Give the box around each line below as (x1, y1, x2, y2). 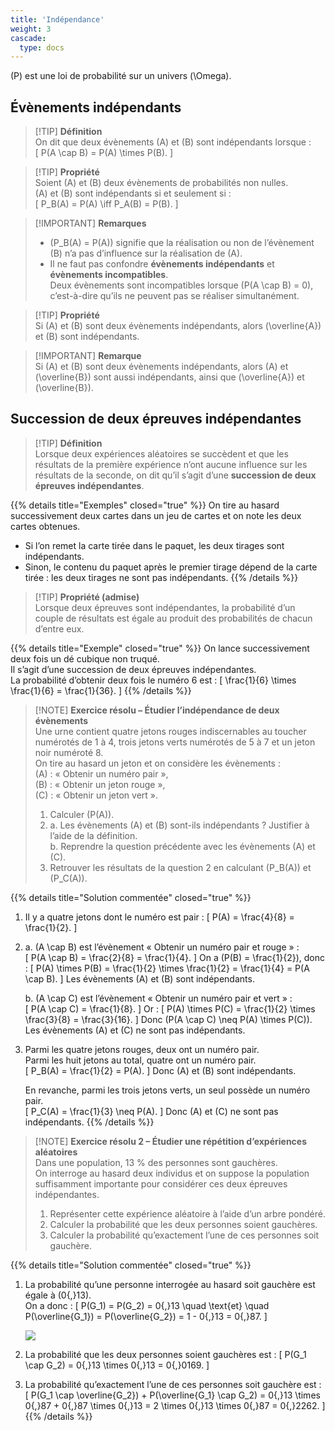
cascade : (10, 33, 47, 43)
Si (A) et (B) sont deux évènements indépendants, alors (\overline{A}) (34, 320, 322, 332)
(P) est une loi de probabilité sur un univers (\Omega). (10, 70, 232, 82)
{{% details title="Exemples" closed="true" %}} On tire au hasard (10, 499, 280, 511)
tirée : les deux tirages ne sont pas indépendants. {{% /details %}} (24, 571, 299, 583)
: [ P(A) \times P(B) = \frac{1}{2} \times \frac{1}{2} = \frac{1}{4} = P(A (24, 962, 310, 974)
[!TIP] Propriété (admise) (34, 591, 140, 603)
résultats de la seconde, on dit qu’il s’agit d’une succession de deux (34, 469, 317, 481)
